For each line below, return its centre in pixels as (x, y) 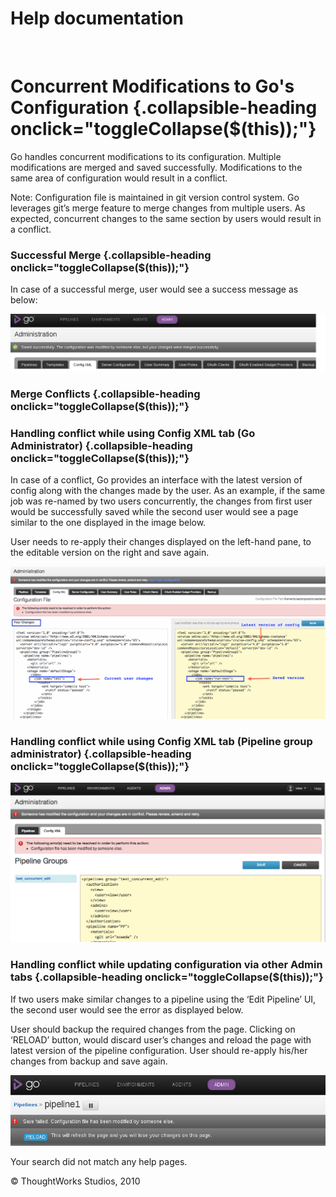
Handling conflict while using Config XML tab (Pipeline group (161, 741)
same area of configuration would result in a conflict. (119, 178)
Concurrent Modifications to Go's (152, 86)
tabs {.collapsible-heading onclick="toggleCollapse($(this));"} (167, 977)
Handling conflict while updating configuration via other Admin (166, 965)
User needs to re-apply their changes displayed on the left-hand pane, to (161, 542)
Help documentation (97, 18)
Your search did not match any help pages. (99, 1162)
